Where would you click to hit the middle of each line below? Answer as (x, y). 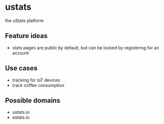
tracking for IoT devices (36, 80)
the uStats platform (24, 21)
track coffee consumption (38, 85)
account (21, 53)
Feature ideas (26, 36)
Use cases (21, 68)
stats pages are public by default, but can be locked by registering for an (85, 47)
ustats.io (21, 112)
